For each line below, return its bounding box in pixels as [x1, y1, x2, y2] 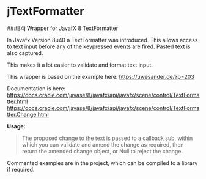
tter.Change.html [7, 111, 49, 118]
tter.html [7, 98, 28, 105]
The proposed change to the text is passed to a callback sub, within [21, 134, 193, 142]
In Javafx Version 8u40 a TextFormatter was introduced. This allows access [7, 36, 198, 43]
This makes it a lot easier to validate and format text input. [7, 61, 153, 68]
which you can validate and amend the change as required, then [21, 141, 184, 148]
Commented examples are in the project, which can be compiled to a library [7, 159, 198, 166]
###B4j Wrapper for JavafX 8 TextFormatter [7, 24, 119, 32]
